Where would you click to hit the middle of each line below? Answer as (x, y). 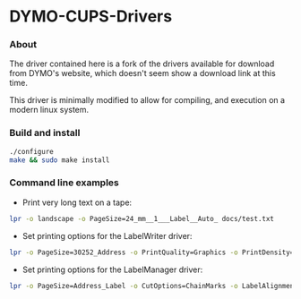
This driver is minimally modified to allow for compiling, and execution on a (147, 100)
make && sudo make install (60, 160)
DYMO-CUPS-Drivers (91, 17)
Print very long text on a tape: (77, 202)
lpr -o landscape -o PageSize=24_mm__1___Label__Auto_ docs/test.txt (142, 218)
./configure (31, 151)
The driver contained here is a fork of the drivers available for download (142, 64)
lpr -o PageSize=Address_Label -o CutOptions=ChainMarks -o (124, 286)
